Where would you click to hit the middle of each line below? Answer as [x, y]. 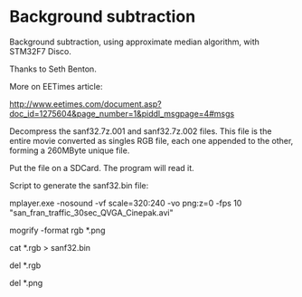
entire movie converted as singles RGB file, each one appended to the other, [151, 140]
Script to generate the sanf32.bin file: [79, 185]
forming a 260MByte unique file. [70, 150]
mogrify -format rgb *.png [57, 230]
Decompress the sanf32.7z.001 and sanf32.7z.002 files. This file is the [141, 131]
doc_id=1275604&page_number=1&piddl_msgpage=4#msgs [122, 113]
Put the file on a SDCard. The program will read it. [102, 168]
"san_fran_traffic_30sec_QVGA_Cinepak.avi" [91, 212]
